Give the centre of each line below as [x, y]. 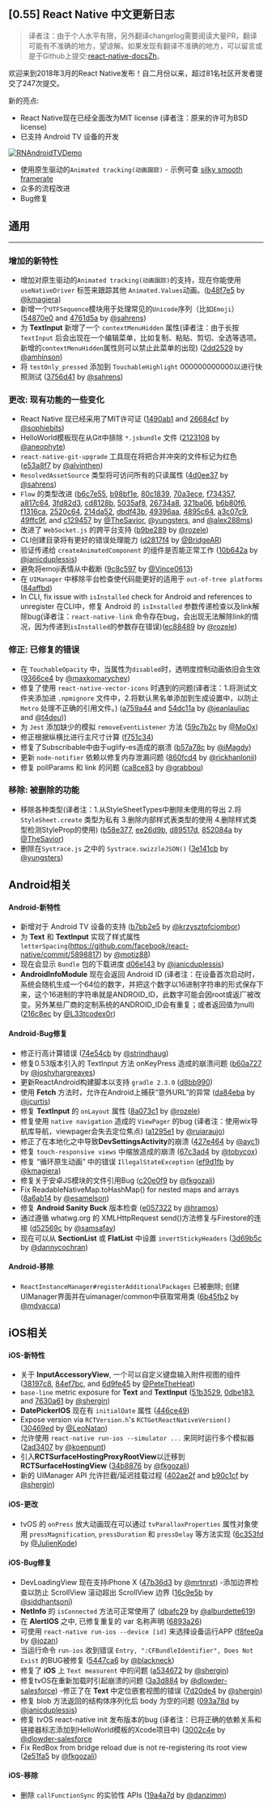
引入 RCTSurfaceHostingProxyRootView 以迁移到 [102, 1457]
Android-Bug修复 [38, 1033]
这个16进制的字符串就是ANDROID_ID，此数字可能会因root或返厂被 [144, 995]
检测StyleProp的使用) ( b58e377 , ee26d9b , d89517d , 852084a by [135, 829]
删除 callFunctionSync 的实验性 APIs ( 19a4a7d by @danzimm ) [123, 1795]
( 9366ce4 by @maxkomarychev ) [75, 678]
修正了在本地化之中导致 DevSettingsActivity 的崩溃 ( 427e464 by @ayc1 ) [140, 1141]
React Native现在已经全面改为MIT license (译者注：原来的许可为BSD [134, 118]
